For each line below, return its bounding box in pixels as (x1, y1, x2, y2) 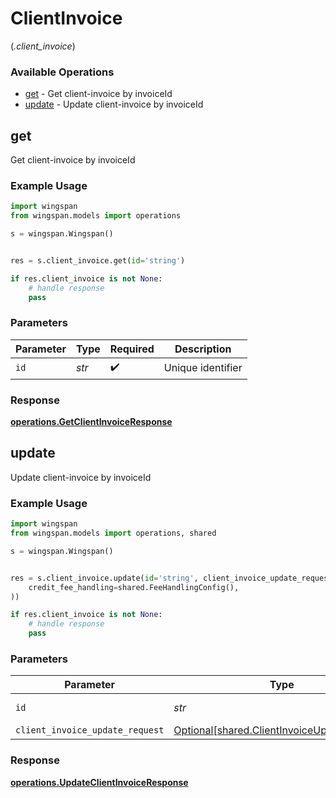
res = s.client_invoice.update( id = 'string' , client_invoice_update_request (10, 573, 333, 583)
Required (109, 342, 155, 356)
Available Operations (10, 65, 115, 79)
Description (174, 342, 232, 356)
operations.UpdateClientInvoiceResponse (10, 776, 189, 788)
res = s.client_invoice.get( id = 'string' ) (10, 255, 186, 266)
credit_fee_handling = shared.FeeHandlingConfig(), (28, 582, 240, 592)
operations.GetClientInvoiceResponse (10, 416, 173, 428)
